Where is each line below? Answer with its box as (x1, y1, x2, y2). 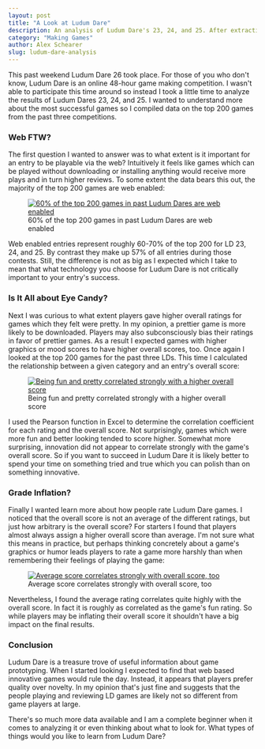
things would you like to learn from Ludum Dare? (8, 732, 166, 741)
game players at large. (8, 699, 81, 709)
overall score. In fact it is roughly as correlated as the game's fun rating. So (8, 603, 252, 612)
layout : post (8, 11, 51, 20)
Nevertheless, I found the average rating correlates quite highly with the (8, 594, 242, 603)
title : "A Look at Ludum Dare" (8, 19, 111, 27)
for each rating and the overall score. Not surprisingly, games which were (8, 425, 247, 435)
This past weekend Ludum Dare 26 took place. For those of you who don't (8, 70, 250, 79)
